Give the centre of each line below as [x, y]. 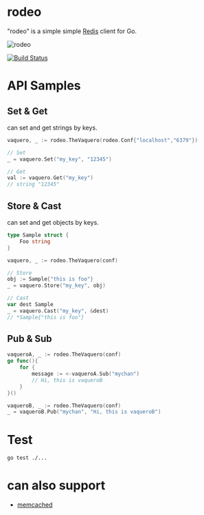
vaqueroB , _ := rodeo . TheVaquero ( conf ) [64, 405]
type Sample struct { [38, 235]
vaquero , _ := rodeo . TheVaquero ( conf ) [63, 260]
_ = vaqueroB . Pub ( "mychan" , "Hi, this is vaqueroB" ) [84, 412]
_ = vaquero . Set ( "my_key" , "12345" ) [59, 159]
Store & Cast [34, 206]
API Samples [44, 86]
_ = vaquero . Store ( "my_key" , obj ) [57, 286]
